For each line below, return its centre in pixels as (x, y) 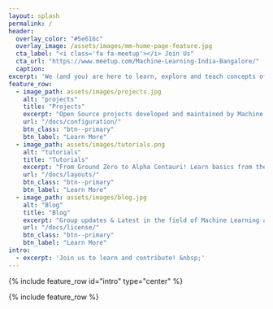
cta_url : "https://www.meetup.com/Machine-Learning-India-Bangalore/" (138, 62)
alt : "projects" (51, 99)
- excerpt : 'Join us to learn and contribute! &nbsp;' (110, 258)
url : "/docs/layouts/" (61, 175)
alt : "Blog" (43, 205)
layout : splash (34, 16)
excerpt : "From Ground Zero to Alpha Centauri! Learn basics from (138, 168)
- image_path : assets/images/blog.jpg (82, 197)
